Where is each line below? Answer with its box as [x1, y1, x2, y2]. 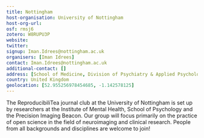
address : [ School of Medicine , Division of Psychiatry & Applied [6, 71, 175, 77]
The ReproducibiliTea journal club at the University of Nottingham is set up [6, 99, 193, 106]
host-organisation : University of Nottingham [6, 15, 123, 21]
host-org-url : [6, 20, 42, 26]
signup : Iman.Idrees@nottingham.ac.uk [6, 49, 104, 55]
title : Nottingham [6, 9, 53, 15]
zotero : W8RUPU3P [6, 32, 50, 38]
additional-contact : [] [6, 65, 67, 72]
